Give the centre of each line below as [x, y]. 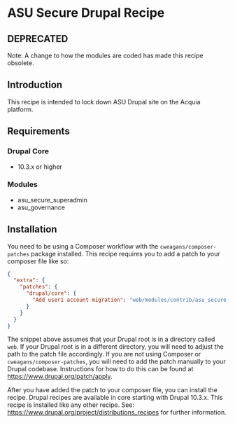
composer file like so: [38, 261]
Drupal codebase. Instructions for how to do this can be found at [100, 369]
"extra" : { [29, 280]
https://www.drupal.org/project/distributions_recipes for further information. [117, 412]
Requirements [38, 131]
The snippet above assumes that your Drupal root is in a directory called [111, 339]
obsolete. [21, 63]
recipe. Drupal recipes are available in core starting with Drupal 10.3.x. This [115, 398]
